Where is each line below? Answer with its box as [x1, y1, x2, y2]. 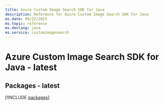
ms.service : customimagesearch [5, 30, 69, 35]
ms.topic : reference [5, 21, 48, 26]
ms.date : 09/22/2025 [5, 16, 48, 21]
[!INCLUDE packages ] [5, 95, 50, 100]
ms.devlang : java [5, 26, 41, 31]
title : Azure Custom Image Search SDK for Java [5, 7, 105, 12]
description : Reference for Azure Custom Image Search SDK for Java [5, 12, 149, 17]
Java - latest [5, 62, 57, 73]
